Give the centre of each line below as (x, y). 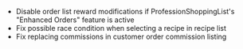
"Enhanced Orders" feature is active (75, 20)
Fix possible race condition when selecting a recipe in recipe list (121, 28)
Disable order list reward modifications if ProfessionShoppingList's (125, 11)
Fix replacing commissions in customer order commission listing (121, 36)
